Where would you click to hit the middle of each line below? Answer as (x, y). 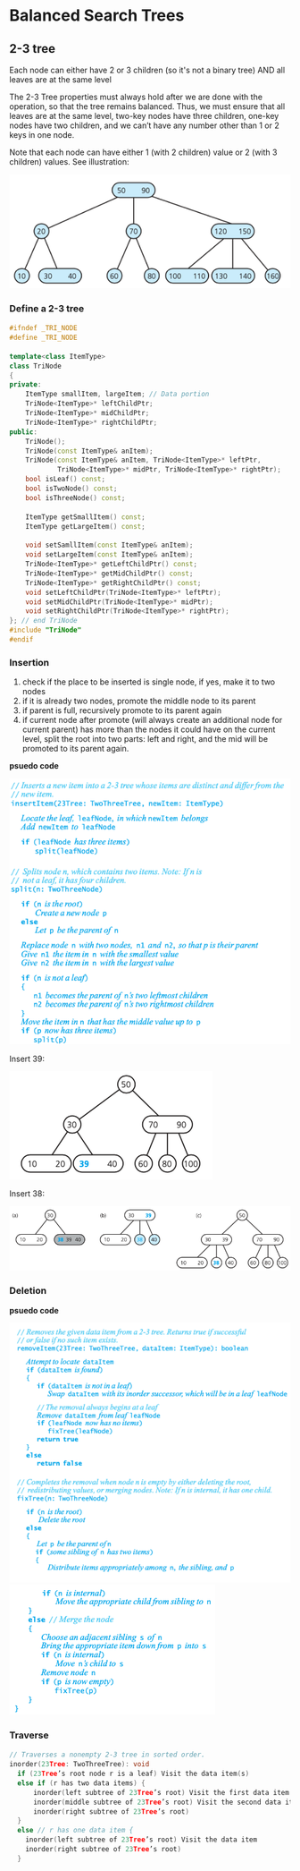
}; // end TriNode (43, 621)
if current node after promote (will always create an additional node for (152, 720)
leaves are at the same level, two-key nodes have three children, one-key (144, 116)
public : (24, 432)
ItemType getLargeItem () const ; (85, 526)
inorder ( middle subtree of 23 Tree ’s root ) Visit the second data (157, 1802)
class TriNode (36, 366)
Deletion (28, 1291)
